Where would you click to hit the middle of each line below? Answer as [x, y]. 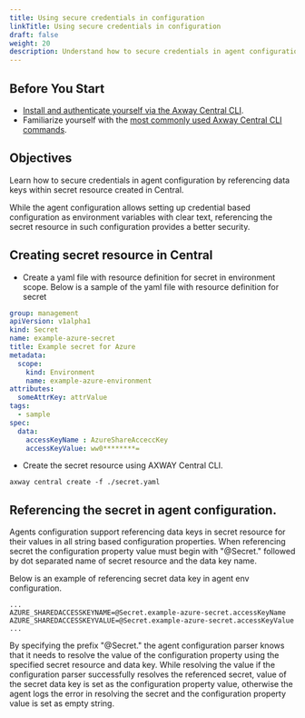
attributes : [32, 389]
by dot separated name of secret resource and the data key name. [133, 561]
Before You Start [57, 89]
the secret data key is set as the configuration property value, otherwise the [151, 684]
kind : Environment [60, 372]
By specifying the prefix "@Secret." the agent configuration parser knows [147, 645]
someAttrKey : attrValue [62, 398]
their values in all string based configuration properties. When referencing [148, 542]
